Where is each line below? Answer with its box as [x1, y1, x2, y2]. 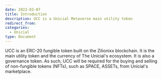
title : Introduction [5, 12, 48, 17]
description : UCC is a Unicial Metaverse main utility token [5, 16, 133, 21]
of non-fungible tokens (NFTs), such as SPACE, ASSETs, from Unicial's [5, 63, 148, 69]
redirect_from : [5, 20, 36, 26]
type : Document [5, 35, 36, 39]
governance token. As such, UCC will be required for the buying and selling [5, 58, 158, 64]
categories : [5, 25, 29, 30]
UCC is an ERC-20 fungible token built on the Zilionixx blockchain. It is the [5, 47, 155, 54]
